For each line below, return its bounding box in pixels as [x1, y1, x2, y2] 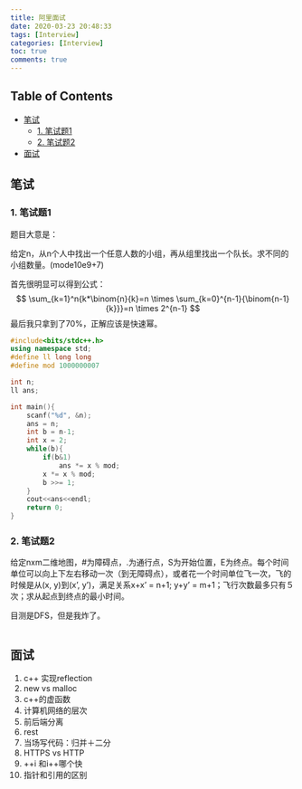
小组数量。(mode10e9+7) [10, 259, 105, 270]
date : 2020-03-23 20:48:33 [10, 22, 112, 31]
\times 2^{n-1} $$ [135, 302, 201, 313]
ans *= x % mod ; [58, 461, 120, 471]
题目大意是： [10, 228, 58, 240]
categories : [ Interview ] [10, 38, 104, 48]
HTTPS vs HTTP [23, 747, 85, 758]
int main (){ [10, 402, 55, 412]
